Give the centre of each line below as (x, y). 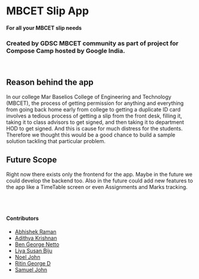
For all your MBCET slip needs (44, 27)
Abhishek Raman (35, 231)
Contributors (23, 218)
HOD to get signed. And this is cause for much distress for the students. (94, 128)
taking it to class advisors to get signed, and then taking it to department (95, 122)
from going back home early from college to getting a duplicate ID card (93, 109)
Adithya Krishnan (36, 238)
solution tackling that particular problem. (56, 141)
